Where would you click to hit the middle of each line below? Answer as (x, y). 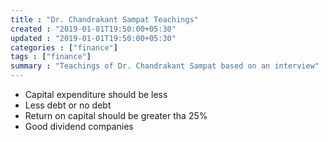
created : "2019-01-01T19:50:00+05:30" (93, 29)
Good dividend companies (79, 126)
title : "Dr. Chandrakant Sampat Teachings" (104, 19)
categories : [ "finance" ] (64, 47)
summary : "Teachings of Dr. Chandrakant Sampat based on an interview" (165, 66)
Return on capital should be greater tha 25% (116, 115)
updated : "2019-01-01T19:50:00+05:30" (93, 38)
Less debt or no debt (68, 105)
